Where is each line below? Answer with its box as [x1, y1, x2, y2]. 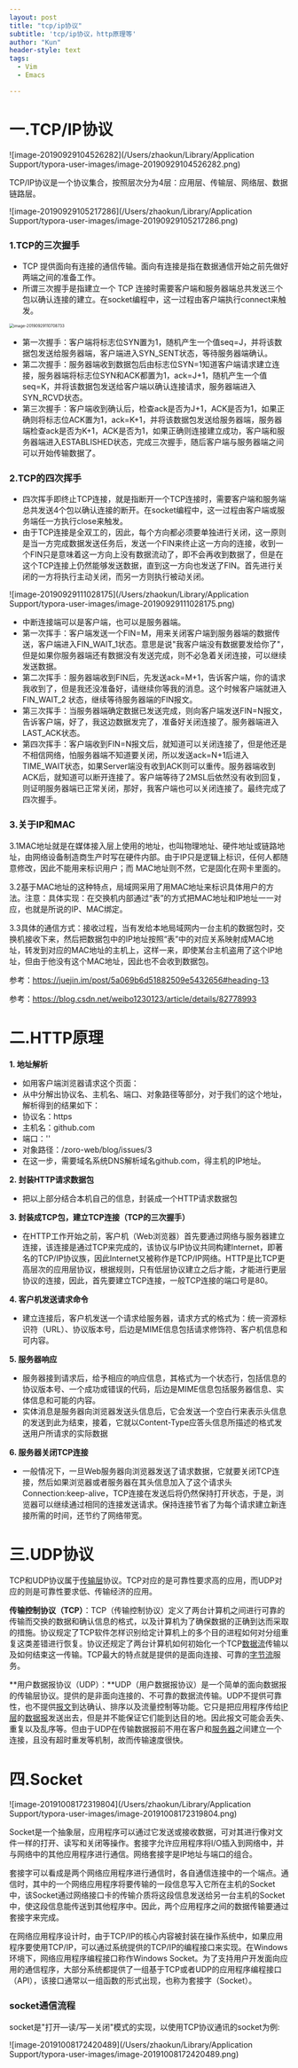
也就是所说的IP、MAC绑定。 [24, 904, 128, 914]
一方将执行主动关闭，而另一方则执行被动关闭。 [37, 571, 209, 582]
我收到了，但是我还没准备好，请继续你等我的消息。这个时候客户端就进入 [21, 684, 286, 694]
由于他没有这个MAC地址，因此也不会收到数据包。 [32, 955, 215, 967]
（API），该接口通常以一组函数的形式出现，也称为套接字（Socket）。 [9, 1975, 257, 1986]
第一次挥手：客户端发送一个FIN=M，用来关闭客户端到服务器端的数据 [21, 628, 273, 638]
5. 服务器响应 [9, 1353, 58, 1364]
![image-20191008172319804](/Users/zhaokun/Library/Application [9, 1799, 251, 1810]
